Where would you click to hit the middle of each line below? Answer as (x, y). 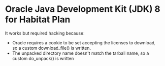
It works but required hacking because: (45, 33)
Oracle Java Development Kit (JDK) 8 (83, 9)
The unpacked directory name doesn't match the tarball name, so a (81, 53)
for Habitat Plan (38, 19)
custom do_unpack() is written (43, 58)
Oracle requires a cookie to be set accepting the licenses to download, (84, 42)
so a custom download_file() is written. (51, 48)
